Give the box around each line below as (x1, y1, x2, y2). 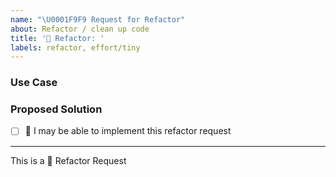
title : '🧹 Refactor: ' (10, 33, 105, 43)
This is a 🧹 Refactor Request (10, 154, 127, 166)
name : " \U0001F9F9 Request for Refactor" (10, 14, 186, 25)
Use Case (10, 76, 58, 90)
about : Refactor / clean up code (10, 24, 150, 34)
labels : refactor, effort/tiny (10, 42, 141, 53)
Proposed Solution (10, 102, 103, 116)
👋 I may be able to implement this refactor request (24, 125, 232, 137)
